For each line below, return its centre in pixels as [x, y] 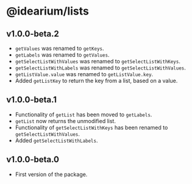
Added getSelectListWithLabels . [56, 140]
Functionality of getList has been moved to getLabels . [84, 115]
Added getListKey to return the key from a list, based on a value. [96, 81]
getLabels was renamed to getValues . [62, 55]
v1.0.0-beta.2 [33, 34]
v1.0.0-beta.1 [31, 100]
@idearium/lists [48, 11]
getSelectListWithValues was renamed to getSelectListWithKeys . [98, 61]
